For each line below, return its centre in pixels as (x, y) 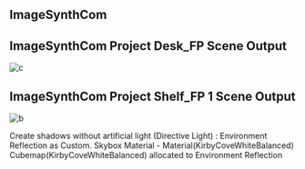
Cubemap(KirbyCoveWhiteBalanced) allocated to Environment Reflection (146, 155)
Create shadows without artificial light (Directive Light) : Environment (138, 136)
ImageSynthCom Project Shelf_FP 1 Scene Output (152, 96)
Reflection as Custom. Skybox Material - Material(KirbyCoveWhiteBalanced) (152, 145)
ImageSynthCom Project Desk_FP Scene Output (148, 46)
